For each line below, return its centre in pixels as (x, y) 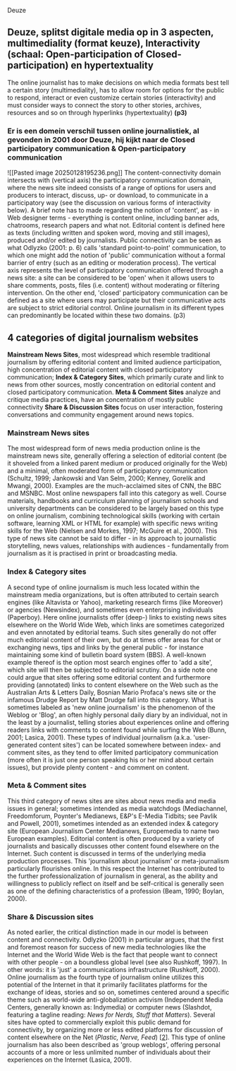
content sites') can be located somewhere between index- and (130, 745)
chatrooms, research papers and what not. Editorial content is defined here (116, 225)
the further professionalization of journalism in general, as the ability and (113, 876)
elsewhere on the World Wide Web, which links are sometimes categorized (116, 625)
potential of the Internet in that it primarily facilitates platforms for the (107, 985)
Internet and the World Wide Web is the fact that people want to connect (113, 955)
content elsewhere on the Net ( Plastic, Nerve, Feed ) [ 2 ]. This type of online (116, 1037)
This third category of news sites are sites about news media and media (112, 800)
